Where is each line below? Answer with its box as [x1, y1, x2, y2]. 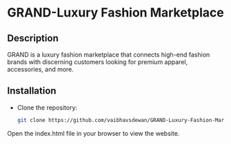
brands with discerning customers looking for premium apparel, [7, 58, 188, 66]
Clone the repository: [17, 103, 78, 112]
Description [7, 32, 59, 44]
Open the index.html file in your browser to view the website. [7, 129, 180, 137]
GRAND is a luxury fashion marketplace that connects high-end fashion [7, 50, 210, 59]
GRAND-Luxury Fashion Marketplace [7, 5, 224, 21]
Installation [7, 85, 57, 97]
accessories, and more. [7, 65, 74, 73]
